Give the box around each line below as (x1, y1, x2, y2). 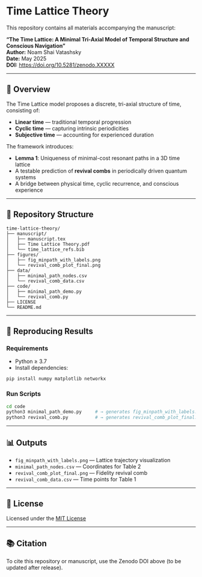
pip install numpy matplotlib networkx (6, 376, 106, 382)
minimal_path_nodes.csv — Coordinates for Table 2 (14, 463, 141, 470)
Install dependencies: (14, 364, 69, 371)
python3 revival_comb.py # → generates (6, 415, 130, 421)
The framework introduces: (6, 142, 74, 150)
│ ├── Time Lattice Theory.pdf (6, 241, 90, 247)
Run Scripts (6, 389, 41, 398)
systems (14, 173, 36, 181)
